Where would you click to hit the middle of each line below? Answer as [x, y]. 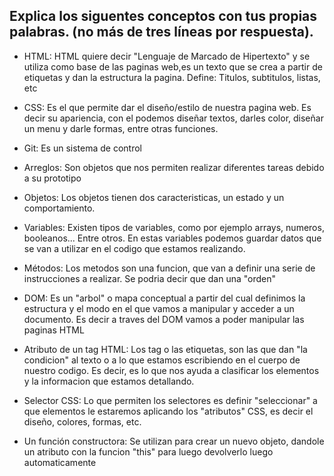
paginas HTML [54, 330]
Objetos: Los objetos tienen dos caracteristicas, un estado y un [154, 197]
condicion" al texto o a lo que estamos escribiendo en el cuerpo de [162, 360]
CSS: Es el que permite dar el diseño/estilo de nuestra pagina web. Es [167, 107]
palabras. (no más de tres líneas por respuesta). [161, 32]
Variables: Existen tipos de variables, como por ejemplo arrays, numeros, [174, 227]
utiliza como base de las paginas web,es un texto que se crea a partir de [173, 66]
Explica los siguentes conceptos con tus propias [163, 16]
